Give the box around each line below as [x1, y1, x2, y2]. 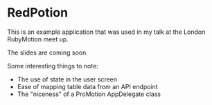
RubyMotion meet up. [7, 35, 69, 43]
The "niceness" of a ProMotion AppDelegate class [17, 90, 161, 98]
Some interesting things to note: [7, 61, 98, 70]
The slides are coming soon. [7, 48, 88, 57]
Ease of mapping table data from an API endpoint [17, 82, 158, 90]
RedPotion [7, 5, 68, 21]
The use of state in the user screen [17, 75, 118, 84]
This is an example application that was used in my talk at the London [7, 28, 206, 36]
